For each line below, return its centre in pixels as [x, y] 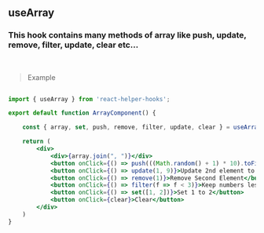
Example [42, 77]
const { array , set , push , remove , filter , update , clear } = [126, 127]
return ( [37, 142]
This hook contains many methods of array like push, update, [127, 35]
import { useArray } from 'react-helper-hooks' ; [89, 99]
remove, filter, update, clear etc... [73, 45]
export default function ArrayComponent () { [82, 113]
